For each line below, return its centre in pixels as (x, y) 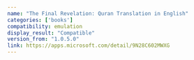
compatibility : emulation (45, 26)
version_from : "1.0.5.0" (43, 39)
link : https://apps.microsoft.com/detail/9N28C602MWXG (89, 46)
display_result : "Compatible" (51, 33)
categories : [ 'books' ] (40, 20)
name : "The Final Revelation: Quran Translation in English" (98, 13)
